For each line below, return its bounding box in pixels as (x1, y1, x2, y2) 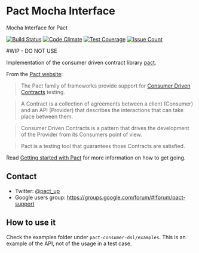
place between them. (20, 113, 74, 120)
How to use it (6, 218, 56, 228)
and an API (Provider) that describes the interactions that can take (20, 106, 184, 113)
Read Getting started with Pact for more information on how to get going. (6, 154, 186, 161)
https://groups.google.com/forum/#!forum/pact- (66, 194, 186, 201)
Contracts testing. (20, 88, 66, 95)
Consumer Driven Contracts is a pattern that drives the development (20, 124, 189, 131)
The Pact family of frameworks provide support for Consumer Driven (20, 82, 191, 89)
